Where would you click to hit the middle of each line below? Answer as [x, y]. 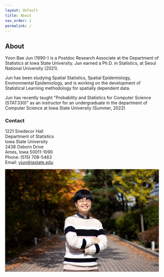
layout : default [21, 10]
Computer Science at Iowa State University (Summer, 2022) [65, 108]
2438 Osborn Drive [24, 147]
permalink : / [18, 26]
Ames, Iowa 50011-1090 [29, 152]
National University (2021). [32, 68]
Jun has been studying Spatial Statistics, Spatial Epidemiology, [68, 78]
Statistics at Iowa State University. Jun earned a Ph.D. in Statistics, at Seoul [81, 63]
